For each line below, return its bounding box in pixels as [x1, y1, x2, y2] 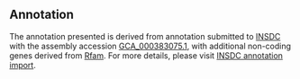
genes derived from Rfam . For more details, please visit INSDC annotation [9, 49, 284, 61]
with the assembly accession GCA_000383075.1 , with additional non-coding [9, 40, 291, 51]
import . [9, 59, 36, 70]
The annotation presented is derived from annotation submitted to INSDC [9, 31, 281, 41]
